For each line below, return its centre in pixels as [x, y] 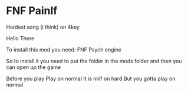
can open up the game [34, 67]
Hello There [20, 38]
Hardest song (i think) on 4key [43, 27]
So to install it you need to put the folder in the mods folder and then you [94, 61]
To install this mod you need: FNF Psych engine [64, 49]
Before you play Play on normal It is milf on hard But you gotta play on [91, 78]
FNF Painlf [32, 11]
